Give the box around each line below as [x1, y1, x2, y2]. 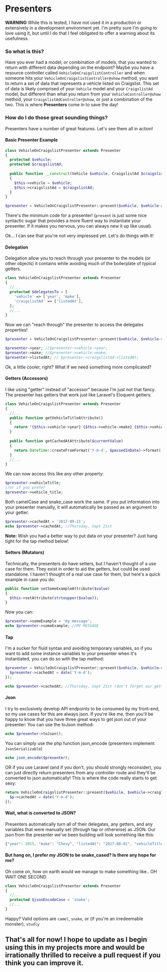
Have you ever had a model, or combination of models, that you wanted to [5, 59, 157, 65]
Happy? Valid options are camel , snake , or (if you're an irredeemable [5, 916, 143, 922]
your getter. [5, 509, 29, 515]
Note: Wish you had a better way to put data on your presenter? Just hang [5, 533, 158, 539]
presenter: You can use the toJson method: [5, 722, 94, 727]
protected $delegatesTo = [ [9, 290, 68, 295]
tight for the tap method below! [5, 538, 69, 544]
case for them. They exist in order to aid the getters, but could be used [5, 566, 150, 572]
